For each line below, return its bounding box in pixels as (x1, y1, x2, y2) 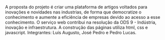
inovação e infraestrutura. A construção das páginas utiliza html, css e (5, 25, 148, 30)
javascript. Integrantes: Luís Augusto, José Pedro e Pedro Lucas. (5, 30, 137, 35)
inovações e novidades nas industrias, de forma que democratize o (5, 9, 142, 15)
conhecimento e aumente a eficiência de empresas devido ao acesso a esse (5, 14, 161, 20)
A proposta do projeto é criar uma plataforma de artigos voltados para (5, 4, 148, 10)
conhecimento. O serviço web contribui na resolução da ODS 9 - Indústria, (5, 19, 157, 25)
